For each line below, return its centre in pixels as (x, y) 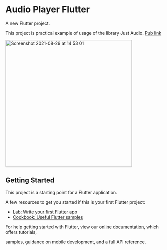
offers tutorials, (21, 232)
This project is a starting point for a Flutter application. (61, 192)
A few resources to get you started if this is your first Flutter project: (75, 202)
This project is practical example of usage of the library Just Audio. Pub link (83, 33)
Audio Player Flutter (48, 9)
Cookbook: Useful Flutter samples (48, 217)
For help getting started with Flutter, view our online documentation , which (82, 227)
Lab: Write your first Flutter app (45, 212)
